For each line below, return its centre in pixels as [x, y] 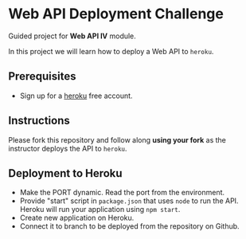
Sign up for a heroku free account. [76, 96]
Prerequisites [42, 76]
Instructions [39, 121]
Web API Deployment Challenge [116, 14]
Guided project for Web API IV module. [72, 36]
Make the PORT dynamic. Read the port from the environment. [122, 193]
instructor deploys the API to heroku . [68, 148]
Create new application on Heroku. [77, 218]
